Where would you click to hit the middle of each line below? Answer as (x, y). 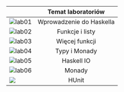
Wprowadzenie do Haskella (76, 22)
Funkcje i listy (76, 31)
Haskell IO (76, 61)
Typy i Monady (76, 51)
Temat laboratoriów (76, 12)
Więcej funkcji (76, 41)
